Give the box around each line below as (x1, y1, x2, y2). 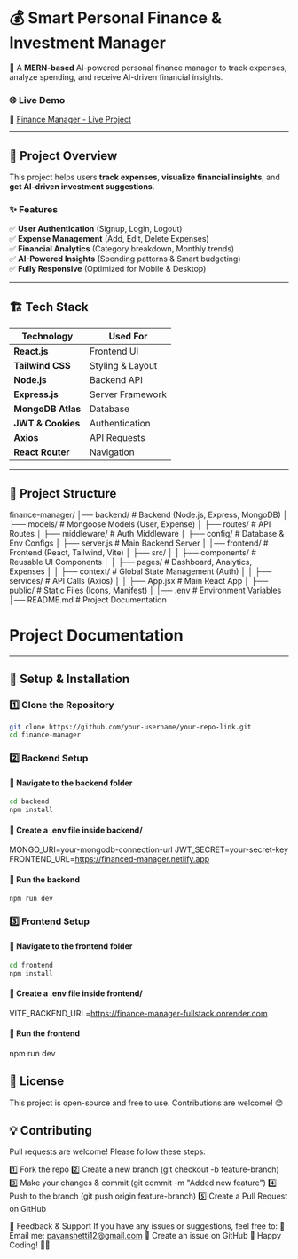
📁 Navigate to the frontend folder (9, 941, 133, 952)
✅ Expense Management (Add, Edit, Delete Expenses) (9, 234, 210, 244)
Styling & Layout (90, 360, 158, 372)
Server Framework (90, 388, 167, 401)
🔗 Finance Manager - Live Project (9, 114, 131, 125)
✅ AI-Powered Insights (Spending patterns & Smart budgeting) (9, 253, 241, 264)
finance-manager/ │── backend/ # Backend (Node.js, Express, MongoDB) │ (9, 509, 288, 520)
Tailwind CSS (13, 360, 71, 372)
